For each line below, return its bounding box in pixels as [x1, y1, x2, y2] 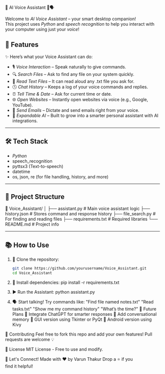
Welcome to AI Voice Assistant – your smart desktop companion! [5, 16, 137, 22]
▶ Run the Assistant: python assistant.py [12, 289, 95, 295]
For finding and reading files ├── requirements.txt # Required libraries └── [5, 216, 158, 222]
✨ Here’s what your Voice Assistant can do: [5, 54, 93, 60]
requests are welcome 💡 [5, 337, 55, 342]
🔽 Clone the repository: [12, 256, 59, 263]
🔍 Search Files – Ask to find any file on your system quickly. [12, 71, 135, 77]
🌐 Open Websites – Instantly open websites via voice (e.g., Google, [12, 96, 148, 102]
